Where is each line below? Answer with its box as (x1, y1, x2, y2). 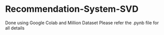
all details (5, 25, 25, 31)
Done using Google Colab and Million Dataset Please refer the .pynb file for (5, 20, 159, 26)
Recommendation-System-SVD (5, 3, 139, 15)
